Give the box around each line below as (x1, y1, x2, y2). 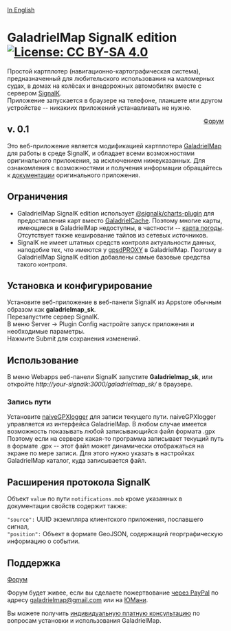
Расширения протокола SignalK (7, 477, 151, 488)
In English (7, 6, 35, 14)
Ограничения (7, 191, 68, 203)
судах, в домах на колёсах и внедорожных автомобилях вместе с (7, 82, 201, 90)
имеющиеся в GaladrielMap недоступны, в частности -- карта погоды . (16, 223, 224, 232)
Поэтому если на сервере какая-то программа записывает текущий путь (7, 435, 224, 443)
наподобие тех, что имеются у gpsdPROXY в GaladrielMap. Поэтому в (16, 245, 222, 253)
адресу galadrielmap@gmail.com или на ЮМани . (7, 596, 148, 604)
